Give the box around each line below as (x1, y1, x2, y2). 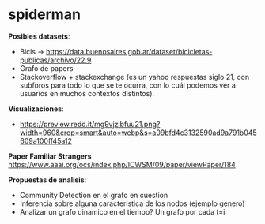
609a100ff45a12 (19, 136, 73, 145)
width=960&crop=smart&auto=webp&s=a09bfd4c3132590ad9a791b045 (19, 128, 257, 137)
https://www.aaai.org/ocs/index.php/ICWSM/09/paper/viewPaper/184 (8, 159, 236, 169)
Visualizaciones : (8, 104, 65, 114)
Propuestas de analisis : (8, 175, 87, 185)
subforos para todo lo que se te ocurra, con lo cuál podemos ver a (19, 80, 236, 90)
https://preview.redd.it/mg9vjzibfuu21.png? (19, 119, 161, 129)
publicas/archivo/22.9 (19, 55, 92, 65)
